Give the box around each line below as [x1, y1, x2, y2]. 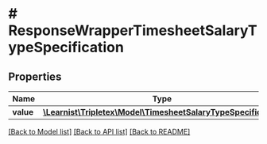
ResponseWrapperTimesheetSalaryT [8, 21, 257, 40]
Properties [8, 70, 62, 83]
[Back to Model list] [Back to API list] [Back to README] [8, 127, 191, 136]
